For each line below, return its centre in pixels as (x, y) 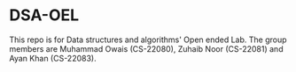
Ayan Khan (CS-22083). (53, 58)
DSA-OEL (44, 15)
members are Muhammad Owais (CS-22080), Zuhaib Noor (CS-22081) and (146, 48)
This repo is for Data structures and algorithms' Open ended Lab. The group (148, 40)
